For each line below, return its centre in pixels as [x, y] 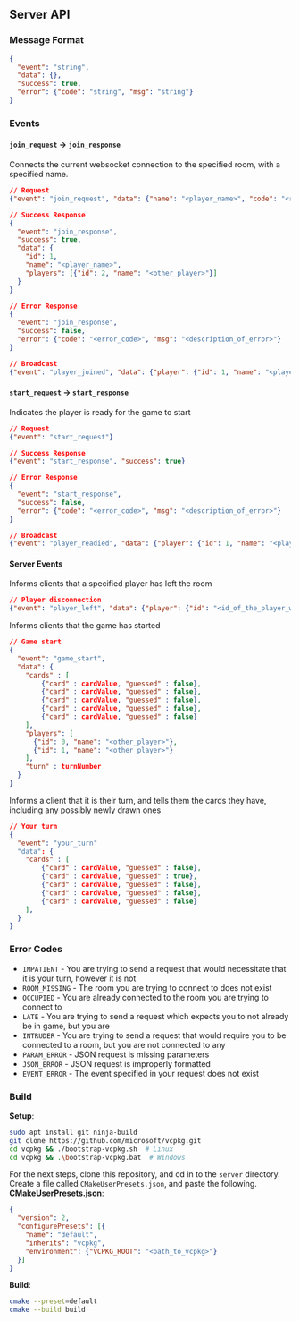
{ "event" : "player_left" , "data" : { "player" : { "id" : [109, 609]
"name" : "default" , [62, 1235]
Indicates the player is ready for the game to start [100, 412]
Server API [40, 15]
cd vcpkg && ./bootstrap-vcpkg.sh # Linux [92, 1149]
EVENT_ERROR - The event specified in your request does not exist [141, 1073]
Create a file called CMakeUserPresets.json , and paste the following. [133, 1184]
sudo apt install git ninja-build [74, 1132]
